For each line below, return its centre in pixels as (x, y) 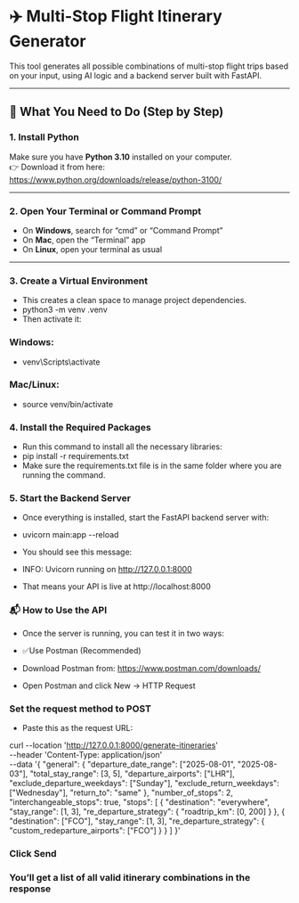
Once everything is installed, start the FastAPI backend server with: (145, 518)
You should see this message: (77, 552)
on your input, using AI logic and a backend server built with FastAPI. (136, 75)
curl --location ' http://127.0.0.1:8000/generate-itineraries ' (113, 745)
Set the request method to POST (80, 709)
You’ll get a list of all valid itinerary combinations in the (130, 877)
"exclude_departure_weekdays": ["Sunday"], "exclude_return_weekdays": (145, 783)
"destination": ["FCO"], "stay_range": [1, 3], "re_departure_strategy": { (137, 821)
